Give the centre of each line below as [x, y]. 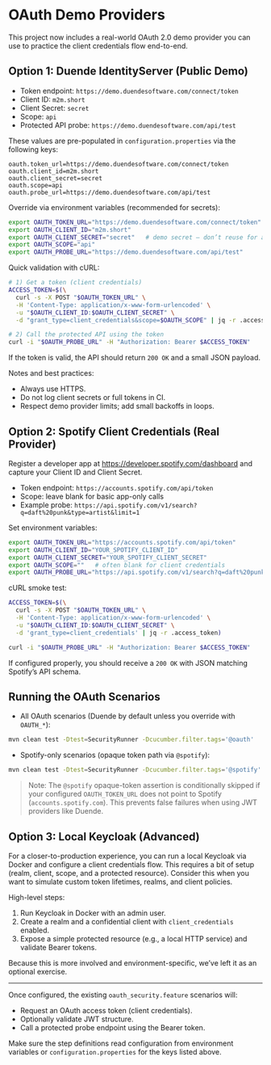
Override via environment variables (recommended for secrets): [114, 207]
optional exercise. [38, 971]
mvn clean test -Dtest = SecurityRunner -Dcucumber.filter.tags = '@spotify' [135, 770]
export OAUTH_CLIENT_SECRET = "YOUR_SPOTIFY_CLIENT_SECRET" [108, 558]
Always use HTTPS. [53, 389]
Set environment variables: [53, 528]
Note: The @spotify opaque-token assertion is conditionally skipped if [144, 785]
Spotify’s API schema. [45, 671]
